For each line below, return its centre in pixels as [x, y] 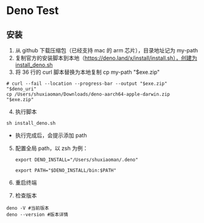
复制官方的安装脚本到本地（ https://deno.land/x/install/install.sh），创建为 [106, 58]
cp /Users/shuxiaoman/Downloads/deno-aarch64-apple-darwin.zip [88, 94]
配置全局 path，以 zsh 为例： [51, 148]
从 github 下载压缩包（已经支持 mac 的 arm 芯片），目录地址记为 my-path [107, 50]
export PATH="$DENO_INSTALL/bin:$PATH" [66, 171]
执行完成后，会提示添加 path [51, 135]
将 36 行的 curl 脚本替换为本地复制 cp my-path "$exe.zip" [87, 72]
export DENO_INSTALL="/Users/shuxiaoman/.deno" [76, 160]
